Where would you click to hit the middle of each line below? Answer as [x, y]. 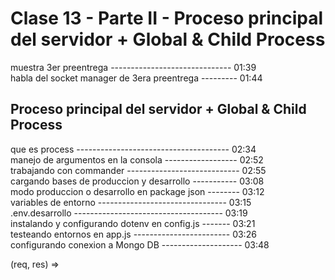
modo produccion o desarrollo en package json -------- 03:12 [137, 191]
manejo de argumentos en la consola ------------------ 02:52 [137, 159]
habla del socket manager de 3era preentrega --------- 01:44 [136, 78]
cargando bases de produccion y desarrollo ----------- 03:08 [137, 181]
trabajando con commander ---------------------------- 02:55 [138, 170]
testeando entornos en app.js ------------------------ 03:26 [133, 234]
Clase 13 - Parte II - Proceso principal [167, 18]
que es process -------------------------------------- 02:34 [133, 149]
